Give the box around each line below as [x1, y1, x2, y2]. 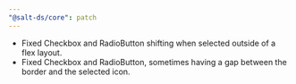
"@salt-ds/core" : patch [8, 13, 97, 22]
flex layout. [21, 46, 63, 58]
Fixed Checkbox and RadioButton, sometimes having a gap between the [21, 56, 287, 67]
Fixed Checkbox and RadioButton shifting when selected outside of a [21, 38, 276, 48]
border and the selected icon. [21, 66, 131, 77]
